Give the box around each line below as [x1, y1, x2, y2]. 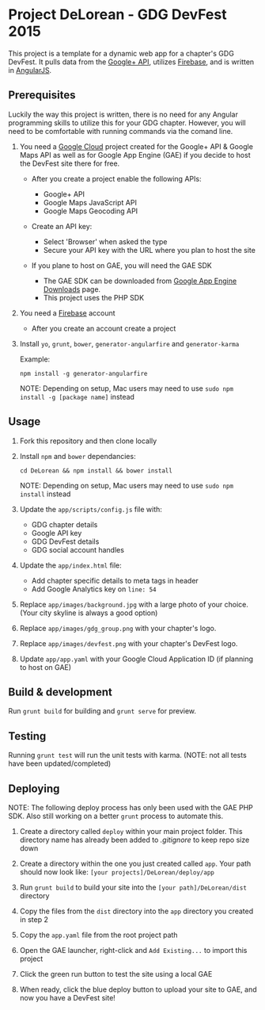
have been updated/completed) [8, 759, 112, 768]
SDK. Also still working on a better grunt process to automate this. [8, 811, 224, 821]
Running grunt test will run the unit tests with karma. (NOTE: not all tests [8, 751, 247, 760]
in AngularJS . [8, 65, 52, 75]
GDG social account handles [31, 545, 125, 554]
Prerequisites [8, 89, 76, 102]
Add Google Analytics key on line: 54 [31, 584, 157, 594]
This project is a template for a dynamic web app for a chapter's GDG [8, 48, 235, 58]
